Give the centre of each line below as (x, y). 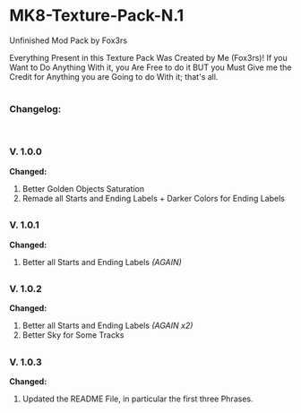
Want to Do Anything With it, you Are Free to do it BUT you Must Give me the (150, 67)
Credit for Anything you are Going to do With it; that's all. (114, 76)
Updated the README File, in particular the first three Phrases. (138, 399)
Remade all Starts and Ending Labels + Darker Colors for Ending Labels (153, 198)
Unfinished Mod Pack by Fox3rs (69, 40)
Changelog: (35, 109)
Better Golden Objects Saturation (83, 188)
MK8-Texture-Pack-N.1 (97, 16)
